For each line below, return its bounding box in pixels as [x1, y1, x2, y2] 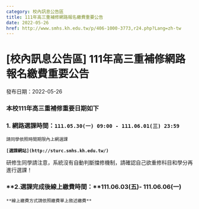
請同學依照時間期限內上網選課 [6, 137, 68, 143]
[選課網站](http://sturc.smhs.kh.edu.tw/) [6, 148, 109, 154]
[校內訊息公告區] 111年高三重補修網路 [6, 53, 185, 66]
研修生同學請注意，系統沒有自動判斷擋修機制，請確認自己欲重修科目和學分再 [6, 159, 193, 166]
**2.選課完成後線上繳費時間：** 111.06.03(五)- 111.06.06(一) [6, 183, 182, 191]
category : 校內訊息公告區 [6, 8, 64, 15]
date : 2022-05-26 [6, 20, 49, 25]
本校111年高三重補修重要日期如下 [6, 104, 99, 112]
